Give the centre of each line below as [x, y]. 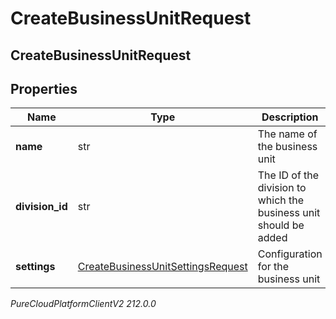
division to [282, 188]
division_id [41, 207]
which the [281, 200]
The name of [287, 134]
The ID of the [288, 175]
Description [290, 117]
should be [281, 225]
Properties [44, 88]
